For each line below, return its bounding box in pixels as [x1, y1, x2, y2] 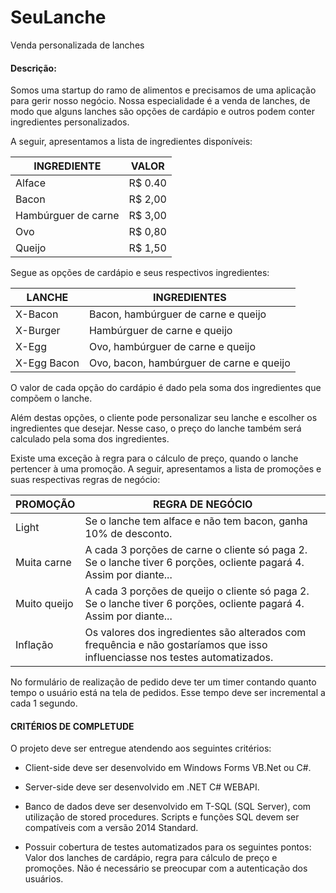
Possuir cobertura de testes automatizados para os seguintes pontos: [24, 841, 312, 853]
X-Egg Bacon [15, 356, 80, 370]
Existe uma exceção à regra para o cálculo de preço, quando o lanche [10, 452, 299, 465]
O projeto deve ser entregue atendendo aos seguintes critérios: [10, 742, 272, 755]
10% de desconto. [84, 527, 173, 541]
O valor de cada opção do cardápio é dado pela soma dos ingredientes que [10, 382, 322, 394]
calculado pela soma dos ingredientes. [10, 433, 170, 445]
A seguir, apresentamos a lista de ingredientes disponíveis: [10, 136, 253, 148]
